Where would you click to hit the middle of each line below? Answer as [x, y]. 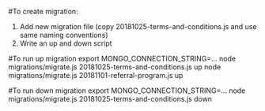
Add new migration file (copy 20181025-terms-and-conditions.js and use [138, 26]
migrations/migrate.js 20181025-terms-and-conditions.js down [110, 99]
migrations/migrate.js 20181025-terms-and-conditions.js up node [115, 67]
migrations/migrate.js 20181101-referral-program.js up [96, 75]
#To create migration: [43, 11]
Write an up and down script [66, 43]
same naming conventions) [64, 35]
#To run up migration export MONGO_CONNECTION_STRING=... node [122, 59]
